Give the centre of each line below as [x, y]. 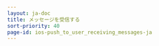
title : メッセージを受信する [44, 20]
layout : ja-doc [29, 13]
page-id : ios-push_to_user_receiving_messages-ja [80, 32]
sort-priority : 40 [33, 26]
